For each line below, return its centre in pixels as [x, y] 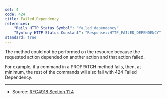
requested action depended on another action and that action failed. [75, 57]
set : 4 [12, 10]
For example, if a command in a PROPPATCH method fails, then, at [73, 66]
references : [17, 24]
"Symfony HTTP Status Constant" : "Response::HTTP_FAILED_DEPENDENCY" [88, 33]
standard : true [21, 38]
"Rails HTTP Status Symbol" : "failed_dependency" [67, 28]
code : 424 [15, 14]
